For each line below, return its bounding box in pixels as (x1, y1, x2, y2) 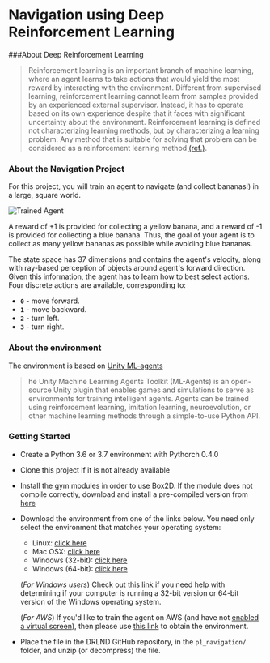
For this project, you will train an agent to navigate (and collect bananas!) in (8, 182, 259, 191)
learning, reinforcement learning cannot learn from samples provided (27, 91, 259, 101)
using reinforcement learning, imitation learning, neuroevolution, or (27, 402, 251, 412)
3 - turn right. (19, 322, 65, 331)
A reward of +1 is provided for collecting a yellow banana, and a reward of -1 (8, 221, 263, 232)
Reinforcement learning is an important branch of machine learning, (27, 65, 255, 75)
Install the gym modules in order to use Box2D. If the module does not (19, 481, 253, 490)
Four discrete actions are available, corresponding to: (8, 280, 186, 290)
